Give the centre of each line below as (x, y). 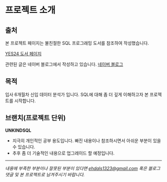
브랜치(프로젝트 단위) (36, 118)
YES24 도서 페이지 (23, 54)
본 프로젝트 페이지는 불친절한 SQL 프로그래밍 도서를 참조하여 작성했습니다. (77, 43)
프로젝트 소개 (30, 10)
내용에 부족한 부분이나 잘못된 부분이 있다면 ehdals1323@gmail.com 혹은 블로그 (83, 168)
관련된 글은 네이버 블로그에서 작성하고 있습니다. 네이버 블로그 (64, 64)
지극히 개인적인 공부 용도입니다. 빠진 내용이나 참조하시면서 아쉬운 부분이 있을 (87, 141)
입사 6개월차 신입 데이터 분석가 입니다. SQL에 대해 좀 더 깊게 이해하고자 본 (77, 94)
